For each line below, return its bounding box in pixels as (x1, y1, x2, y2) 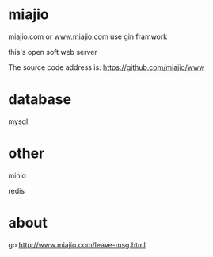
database (8, 90, 72, 109)
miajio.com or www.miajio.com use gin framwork (8, 32, 168, 41)
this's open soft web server (8, 47, 97, 56)
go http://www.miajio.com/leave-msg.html (8, 240, 146, 249)
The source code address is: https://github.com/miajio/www (8, 62, 205, 72)
